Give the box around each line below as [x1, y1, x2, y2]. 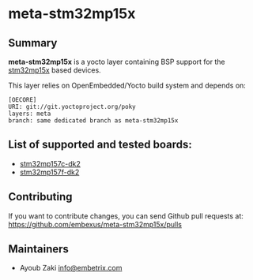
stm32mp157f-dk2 [19, 167, 80, 177]
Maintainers [8, 242, 70, 256]
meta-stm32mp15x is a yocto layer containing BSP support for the [8, 57, 225, 66]
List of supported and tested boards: [8, 138, 192, 151]
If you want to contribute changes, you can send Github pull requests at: [8, 211, 244, 221]
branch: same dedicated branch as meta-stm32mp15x [8, 117, 179, 125]
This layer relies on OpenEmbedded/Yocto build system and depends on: [8, 80, 247, 90]
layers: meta [8, 110, 51, 118]
